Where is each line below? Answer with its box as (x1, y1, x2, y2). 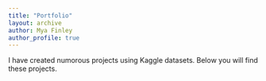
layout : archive (8, 19, 62, 27)
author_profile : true (8, 33, 80, 42)
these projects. (8, 64, 57, 74)
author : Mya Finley (8, 26, 73, 34)
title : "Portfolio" (8, 11, 73, 20)
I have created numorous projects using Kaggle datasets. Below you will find (8, 56, 258, 65)
